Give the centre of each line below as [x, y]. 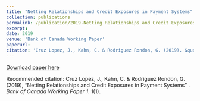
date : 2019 [20, 34]
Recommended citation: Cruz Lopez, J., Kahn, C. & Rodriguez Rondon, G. [96, 78]
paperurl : [18, 45]
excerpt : [17, 28]
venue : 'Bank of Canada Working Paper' [56, 39]
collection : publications [38, 17]
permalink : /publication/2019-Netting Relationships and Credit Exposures [101, 23]
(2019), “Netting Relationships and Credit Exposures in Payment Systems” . [98, 85]
